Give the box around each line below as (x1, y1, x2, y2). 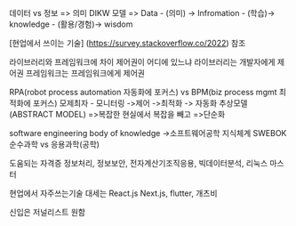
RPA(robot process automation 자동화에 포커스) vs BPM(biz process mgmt (9, 87, 277, 97)
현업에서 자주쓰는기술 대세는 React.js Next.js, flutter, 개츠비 (9, 188, 218, 198)
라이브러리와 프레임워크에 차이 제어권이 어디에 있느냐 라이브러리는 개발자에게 (9, 57, 276, 67)
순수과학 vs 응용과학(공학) (9, 139, 100, 149)
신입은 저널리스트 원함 (9, 207, 86, 217)
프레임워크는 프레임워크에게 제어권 (25, 68, 145, 78)
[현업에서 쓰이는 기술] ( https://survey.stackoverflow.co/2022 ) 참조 (9, 38, 246, 48)
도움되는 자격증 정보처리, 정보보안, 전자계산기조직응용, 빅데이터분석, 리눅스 (9, 158, 268, 168)
